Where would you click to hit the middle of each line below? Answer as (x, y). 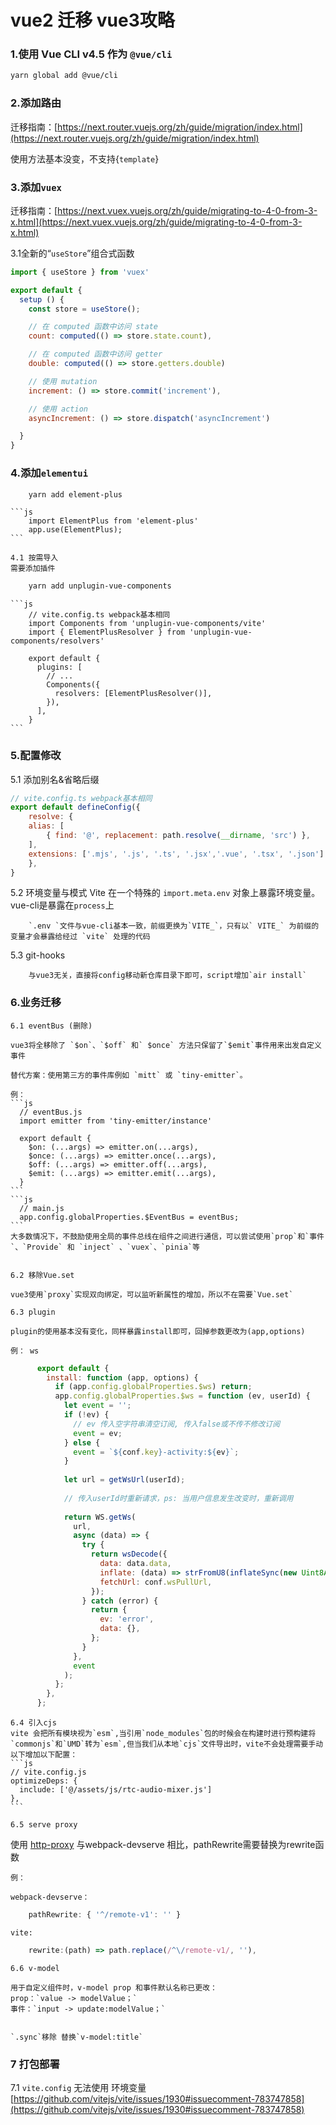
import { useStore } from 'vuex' (80, 272)
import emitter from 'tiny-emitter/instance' (116, 1121)
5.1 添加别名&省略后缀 (55, 779)
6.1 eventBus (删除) (51, 1026)
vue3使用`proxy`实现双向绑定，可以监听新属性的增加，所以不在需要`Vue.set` (152, 1294)
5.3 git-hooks (38, 955)
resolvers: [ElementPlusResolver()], (133, 694)
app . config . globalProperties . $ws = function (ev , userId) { (182, 1396)
